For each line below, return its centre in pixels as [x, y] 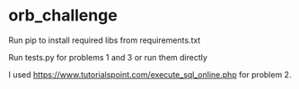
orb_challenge [63, 16]
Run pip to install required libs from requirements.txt [105, 40]
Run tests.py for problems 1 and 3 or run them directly [108, 57]
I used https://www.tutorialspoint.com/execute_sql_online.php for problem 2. [150, 74]
